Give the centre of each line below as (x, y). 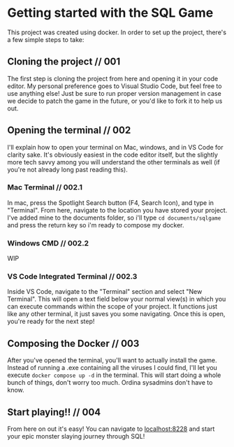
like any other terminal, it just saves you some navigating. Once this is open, (116, 314)
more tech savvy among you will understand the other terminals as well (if (114, 162)
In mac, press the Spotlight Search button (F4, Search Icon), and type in (111, 203)
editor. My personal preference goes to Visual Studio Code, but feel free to (115, 86)
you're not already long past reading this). (67, 169)
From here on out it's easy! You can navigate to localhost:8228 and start (111, 429)
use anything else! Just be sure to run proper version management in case (114, 93)
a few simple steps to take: (46, 39)
